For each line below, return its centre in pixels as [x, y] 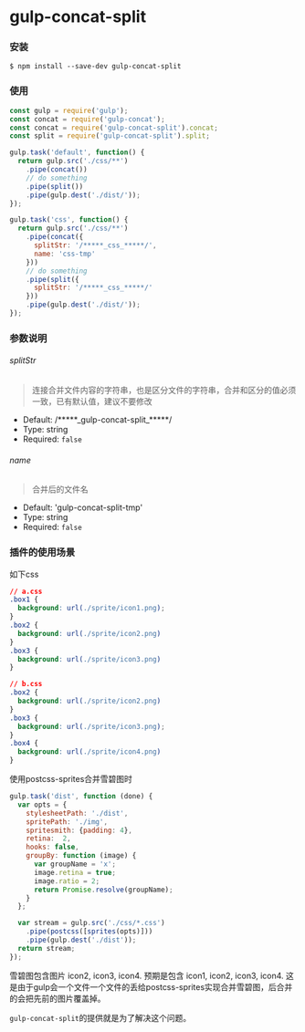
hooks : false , [53, 847]
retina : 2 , [48, 839]
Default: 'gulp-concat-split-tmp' [83, 507]
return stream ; [47, 948]
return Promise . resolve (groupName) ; [103, 890]
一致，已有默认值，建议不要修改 [92, 401]
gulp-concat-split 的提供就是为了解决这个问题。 [100, 1017]
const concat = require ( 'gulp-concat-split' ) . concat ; [114, 128]
